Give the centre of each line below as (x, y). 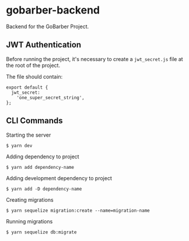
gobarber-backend (53, 10)
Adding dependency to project (43, 157)
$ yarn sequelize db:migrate (41, 232)
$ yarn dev (19, 145)
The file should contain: (34, 76)
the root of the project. (33, 65)
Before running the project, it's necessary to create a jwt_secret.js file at (94, 59)
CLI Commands (34, 121)
